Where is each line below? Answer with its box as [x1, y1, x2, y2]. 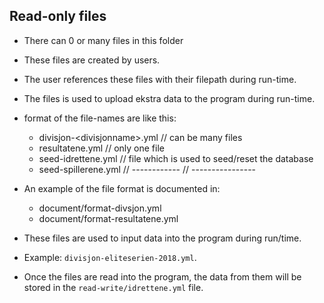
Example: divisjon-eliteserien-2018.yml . [23, 251, 197, 263]
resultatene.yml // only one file [38, 142, 165, 154]
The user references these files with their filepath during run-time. [23, 73, 297, 85]
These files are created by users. [23, 54, 161, 66]
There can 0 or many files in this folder [23, 34, 184, 46]
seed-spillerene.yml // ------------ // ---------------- [38, 163, 257, 175]
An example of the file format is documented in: [23, 182, 221, 194]
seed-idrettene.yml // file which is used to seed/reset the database [38, 152, 314, 164]
